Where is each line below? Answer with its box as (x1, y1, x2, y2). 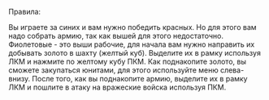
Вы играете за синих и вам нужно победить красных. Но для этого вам (8, 23, 258, 31)
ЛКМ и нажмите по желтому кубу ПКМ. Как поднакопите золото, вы (8, 56, 246, 66)
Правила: (8, 7, 41, 16)
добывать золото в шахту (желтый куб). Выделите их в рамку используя (8, 48, 262, 57)
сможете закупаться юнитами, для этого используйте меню (8, 65, 219, 75)
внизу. (8, 74, 31, 83)
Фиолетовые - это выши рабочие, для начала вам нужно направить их (8, 40, 255, 49)
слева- (219, 65, 245, 75)
